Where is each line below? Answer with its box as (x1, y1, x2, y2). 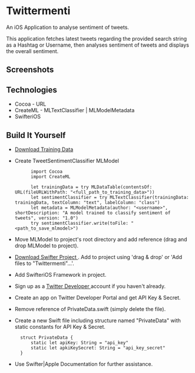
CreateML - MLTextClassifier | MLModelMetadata (14, 107, 135, 114)
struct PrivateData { (20, 335, 74, 341)
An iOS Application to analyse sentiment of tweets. (6, 24, 130, 31)
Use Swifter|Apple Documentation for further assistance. (14, 360, 153, 367)
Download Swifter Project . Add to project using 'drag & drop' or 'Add (14, 253, 183, 260)
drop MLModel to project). (14, 242, 79, 249)
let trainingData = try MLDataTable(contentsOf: (30, 184, 153, 190)
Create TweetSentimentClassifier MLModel (14, 157, 120, 164)
